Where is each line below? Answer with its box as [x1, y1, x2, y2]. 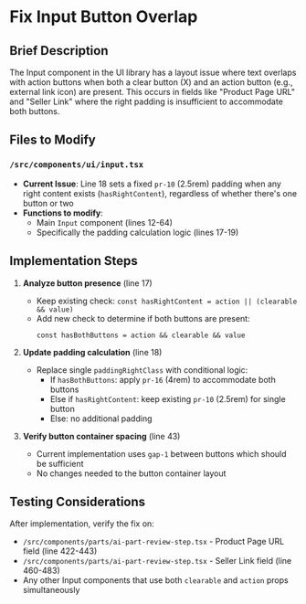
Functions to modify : [22, 207, 103, 218]
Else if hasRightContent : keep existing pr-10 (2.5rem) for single [49, 393, 286, 404]
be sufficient [36, 458, 84, 469]
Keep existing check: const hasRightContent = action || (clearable [36, 295, 298, 306]
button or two [22, 197, 75, 208]
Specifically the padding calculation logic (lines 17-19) [36, 227, 239, 238]
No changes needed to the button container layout [36, 468, 227, 479]
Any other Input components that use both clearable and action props [22, 575, 290, 586]
